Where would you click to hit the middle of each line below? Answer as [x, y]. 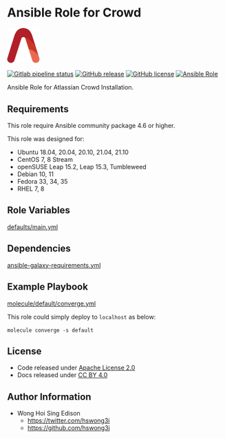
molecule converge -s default [51, 330]
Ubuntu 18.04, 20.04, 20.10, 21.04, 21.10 [73, 152]
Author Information [49, 397]
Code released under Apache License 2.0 [76, 368]
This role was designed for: [46, 139]
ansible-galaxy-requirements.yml [54, 265]
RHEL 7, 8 [31, 189]
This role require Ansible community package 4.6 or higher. [91, 126]
